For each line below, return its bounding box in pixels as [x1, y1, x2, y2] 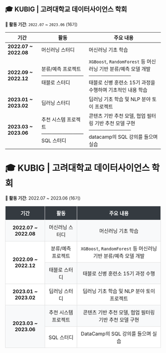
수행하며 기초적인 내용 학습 [88, 86, 148, 93]
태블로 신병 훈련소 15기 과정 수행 [83, 270, 156, 277]
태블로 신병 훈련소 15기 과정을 [88, 79, 156, 86]
